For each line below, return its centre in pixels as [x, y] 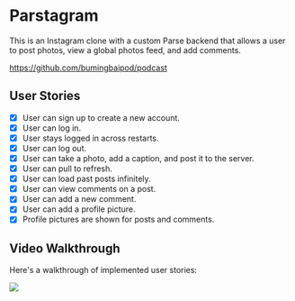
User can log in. [52, 128]
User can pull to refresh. [67, 169]
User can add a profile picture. [79, 209]
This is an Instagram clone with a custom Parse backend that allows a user [147, 41]
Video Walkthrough [65, 248]
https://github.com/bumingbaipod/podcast [89, 68]
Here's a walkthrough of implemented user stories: [103, 270]
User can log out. [54, 148]
